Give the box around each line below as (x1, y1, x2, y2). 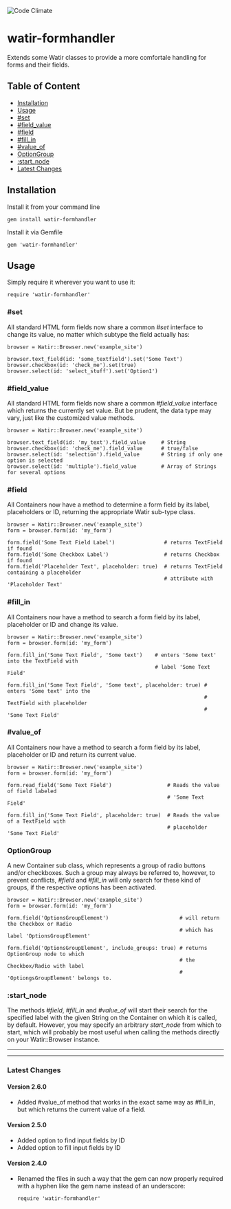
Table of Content (7, 80, 80, 92)
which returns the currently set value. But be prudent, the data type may (7, 406, 212, 414)
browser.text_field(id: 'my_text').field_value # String (7, 439, 186, 446)
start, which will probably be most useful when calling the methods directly (7, 1028, 220, 1036)
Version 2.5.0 (7, 1121, 47, 1129)
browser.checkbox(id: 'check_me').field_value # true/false (7, 445, 198, 452)
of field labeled (7, 788, 57, 795)
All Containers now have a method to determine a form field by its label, (7, 500, 210, 509)
